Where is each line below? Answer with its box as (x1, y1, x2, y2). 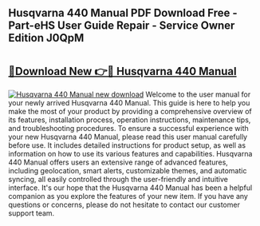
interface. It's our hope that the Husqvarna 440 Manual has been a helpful (8, 183, 253, 192)
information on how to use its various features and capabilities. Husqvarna (8, 149, 253, 158)
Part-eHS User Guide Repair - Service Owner (8, 19, 235, 33)
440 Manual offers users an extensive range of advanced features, (8, 157, 229, 167)
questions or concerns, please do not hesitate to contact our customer (8, 200, 241, 209)
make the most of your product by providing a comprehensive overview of (8, 107, 253, 116)
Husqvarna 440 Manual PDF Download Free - (8, 6, 238, 20)
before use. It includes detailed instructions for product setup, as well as (8, 141, 246, 150)
